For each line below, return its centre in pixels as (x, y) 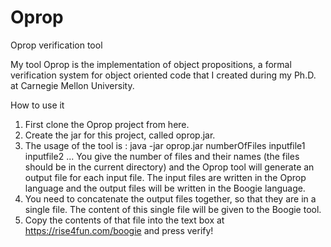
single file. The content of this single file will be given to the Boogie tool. (173, 209)
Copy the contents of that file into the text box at (124, 220)
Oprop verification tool (56, 45)
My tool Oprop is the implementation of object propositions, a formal (151, 64)
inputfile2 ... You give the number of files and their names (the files (162, 156)
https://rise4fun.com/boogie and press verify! (119, 230)
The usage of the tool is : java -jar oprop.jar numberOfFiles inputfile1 (165, 145)
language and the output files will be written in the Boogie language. (165, 188)
